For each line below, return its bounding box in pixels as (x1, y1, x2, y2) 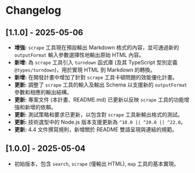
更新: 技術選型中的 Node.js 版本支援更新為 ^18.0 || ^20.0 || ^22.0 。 (14, 119, 186, 125)
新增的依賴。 (24, 104, 57, 110)
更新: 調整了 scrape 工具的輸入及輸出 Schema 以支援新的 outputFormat (14, 81, 187, 88)
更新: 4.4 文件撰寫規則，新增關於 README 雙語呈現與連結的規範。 (14, 126, 178, 133)
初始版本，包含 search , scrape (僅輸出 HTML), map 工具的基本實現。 (14, 160, 179, 167)
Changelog (5, 4, 61, 17)
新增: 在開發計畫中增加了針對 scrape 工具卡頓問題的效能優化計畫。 (14, 74, 178, 81)
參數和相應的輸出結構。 (14, 89, 72, 95)
